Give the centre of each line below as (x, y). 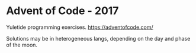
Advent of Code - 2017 (62, 11)
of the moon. (22, 45)
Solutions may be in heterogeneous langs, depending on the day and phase (98, 38)
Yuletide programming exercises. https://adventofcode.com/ (80, 27)
